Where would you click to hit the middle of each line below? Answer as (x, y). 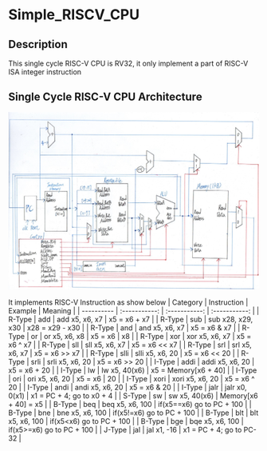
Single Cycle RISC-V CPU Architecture (105, 97)
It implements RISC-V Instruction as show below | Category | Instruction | (128, 302)
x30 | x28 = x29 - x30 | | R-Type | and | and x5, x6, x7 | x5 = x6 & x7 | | (124, 327)
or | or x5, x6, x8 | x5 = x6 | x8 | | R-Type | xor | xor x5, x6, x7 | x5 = (141, 336)
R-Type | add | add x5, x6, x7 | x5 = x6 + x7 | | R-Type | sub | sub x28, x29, (131, 319)
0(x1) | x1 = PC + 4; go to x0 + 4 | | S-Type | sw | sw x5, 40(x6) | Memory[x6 (133, 395)
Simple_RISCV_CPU (74, 15)
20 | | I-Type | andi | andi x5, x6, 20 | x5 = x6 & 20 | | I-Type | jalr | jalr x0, (128, 387)
